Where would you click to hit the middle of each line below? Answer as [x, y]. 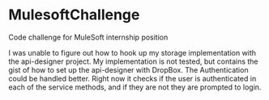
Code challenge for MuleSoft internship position [88, 37]
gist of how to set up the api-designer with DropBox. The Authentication [128, 69]
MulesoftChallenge [74, 15]
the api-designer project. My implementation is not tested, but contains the [133, 61]
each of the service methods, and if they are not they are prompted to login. [135, 87]
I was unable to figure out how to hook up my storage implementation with [132, 52]
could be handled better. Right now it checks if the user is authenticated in [132, 78]
